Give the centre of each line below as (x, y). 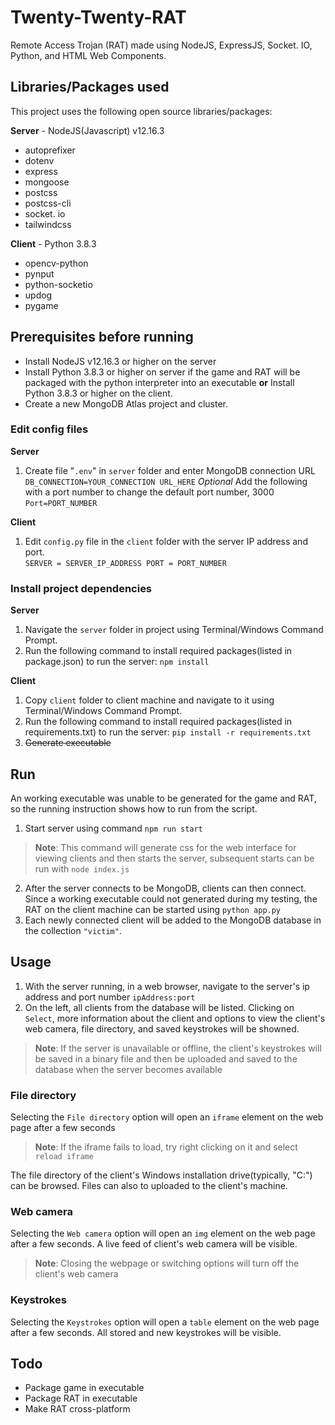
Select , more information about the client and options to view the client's (175, 1018)
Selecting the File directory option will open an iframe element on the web (167, 1117)
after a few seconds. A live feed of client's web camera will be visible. (154, 1244)
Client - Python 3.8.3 (53, 243)
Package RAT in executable (81, 1398)
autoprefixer (50, 150)
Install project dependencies (81, 588)
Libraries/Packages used (90, 87)
